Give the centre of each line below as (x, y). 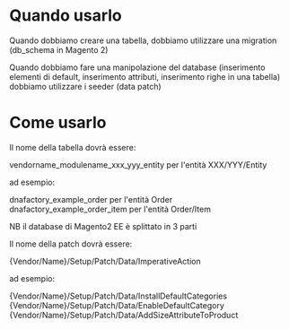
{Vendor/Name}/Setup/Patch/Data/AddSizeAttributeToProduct (124, 315)
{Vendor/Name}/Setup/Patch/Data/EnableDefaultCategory (117, 305)
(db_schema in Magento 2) (59, 49)
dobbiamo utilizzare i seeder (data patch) (85, 86)
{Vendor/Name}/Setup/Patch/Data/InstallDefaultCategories (118, 296)
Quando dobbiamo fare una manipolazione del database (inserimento (137, 67)
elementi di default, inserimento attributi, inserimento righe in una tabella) (145, 76)
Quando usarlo (66, 16)
